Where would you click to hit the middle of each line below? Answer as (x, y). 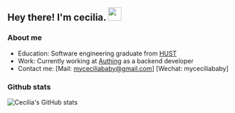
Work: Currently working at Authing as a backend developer (105, 60)
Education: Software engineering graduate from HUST (97, 53)
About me (25, 38)
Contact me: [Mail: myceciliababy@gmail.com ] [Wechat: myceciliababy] (123, 68)
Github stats (29, 87)
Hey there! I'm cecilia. (57, 17)
